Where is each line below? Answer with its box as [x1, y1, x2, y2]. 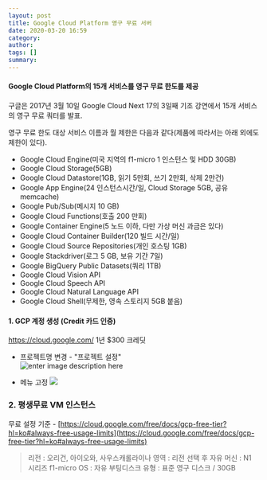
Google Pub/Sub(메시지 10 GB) [19, 201, 120, 211]
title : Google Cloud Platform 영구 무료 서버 [8, 19, 152, 27]
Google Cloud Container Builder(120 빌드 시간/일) [19, 232, 180, 241]
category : [8, 33, 41, 42]
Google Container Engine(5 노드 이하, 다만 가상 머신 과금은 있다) [19, 221, 224, 231]
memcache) [19, 192, 60, 201]
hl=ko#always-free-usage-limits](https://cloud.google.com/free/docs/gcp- [8, 427, 255, 438]
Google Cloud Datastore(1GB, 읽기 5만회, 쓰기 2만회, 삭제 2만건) [19, 173, 225, 183]
